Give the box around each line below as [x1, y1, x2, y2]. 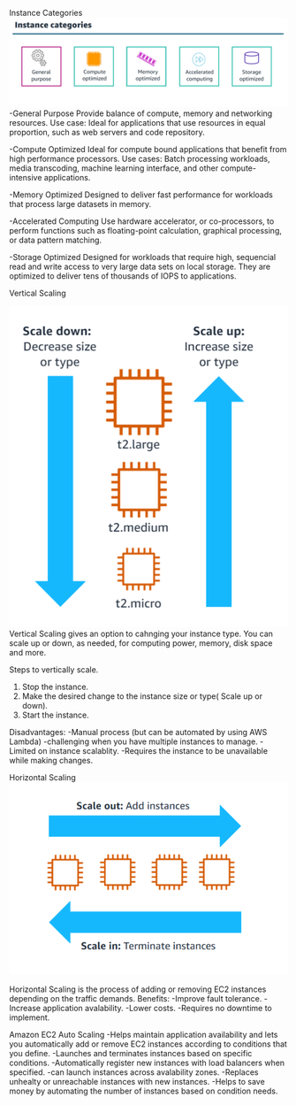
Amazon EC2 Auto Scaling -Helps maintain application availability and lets [9, 1029, 278, 1040]
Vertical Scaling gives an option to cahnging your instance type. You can [9, 628, 274, 639]
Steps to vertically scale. [9, 664, 99, 675]
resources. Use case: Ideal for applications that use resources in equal [9, 118, 266, 128]
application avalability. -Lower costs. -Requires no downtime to [42, 1002, 272, 1013]
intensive [9, 173, 42, 183]
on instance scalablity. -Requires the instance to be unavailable [38, 745, 268, 756]
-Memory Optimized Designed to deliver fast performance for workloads [9, 189, 274, 200]
